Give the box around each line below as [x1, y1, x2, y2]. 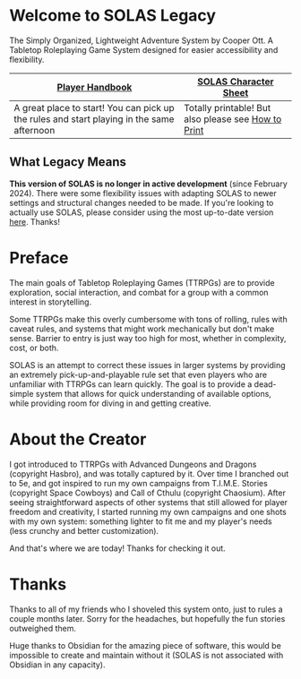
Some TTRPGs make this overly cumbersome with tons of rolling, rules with [9, 314, 288, 324]
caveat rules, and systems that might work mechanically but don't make [9, 323, 275, 334]
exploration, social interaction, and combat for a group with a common [9, 287, 269, 297]
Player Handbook [56, 81, 133, 93]
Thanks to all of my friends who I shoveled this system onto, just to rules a [9, 604, 284, 615]
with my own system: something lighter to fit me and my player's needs [9, 516, 272, 527]
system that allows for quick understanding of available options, [35, 388, 271, 399]
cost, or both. [9, 342, 59, 353]
